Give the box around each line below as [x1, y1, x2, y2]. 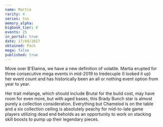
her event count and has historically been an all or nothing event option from [5, 76, 158, 82]
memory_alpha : [5, 20, 34, 26]
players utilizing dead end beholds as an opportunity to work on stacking [5, 111, 151, 117]
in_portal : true [5, 35, 38, 39]
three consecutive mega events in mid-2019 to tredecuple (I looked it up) [5, 71, 151, 77]
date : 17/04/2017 [5, 39, 40, 44]
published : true [5, 52, 38, 57]
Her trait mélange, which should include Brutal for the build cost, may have [5, 91, 155, 96]
